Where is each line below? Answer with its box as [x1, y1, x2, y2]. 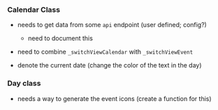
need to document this [27, 34, 93, 42]
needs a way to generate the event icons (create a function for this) [17, 94, 212, 102]
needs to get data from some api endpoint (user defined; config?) [17, 21, 208, 29]
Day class [7, 79, 41, 88]
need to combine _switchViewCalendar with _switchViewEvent [17, 47, 194, 56]
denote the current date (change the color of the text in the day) [17, 61, 202, 70]
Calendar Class [7, 5, 61, 15]
